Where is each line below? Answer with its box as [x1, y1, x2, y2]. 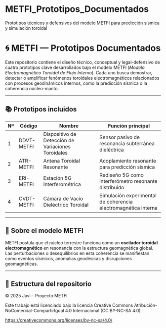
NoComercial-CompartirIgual [5, 308, 64, 314]
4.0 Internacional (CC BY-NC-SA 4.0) [65, 308, 141, 314]
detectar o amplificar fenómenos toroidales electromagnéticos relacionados [5, 75, 160, 81]
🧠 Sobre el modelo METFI [5, 226, 84, 235]
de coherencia [99, 198, 133, 205]
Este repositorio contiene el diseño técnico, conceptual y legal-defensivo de [5, 59, 161, 65]
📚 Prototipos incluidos [5, 105, 77, 113]
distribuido [99, 184, 124, 191]
